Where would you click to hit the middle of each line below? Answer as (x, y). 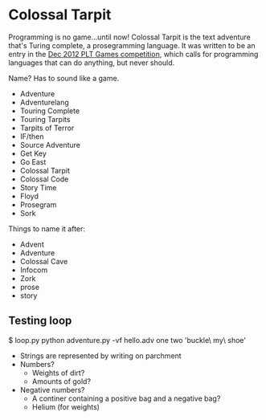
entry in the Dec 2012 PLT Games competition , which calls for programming (133, 54)
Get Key (33, 153)
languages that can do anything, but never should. (92, 63)
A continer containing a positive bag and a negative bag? (126, 398)
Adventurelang (45, 102)
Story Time (38, 187)
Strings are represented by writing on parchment (101, 356)
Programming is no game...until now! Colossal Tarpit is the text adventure (129, 37)
